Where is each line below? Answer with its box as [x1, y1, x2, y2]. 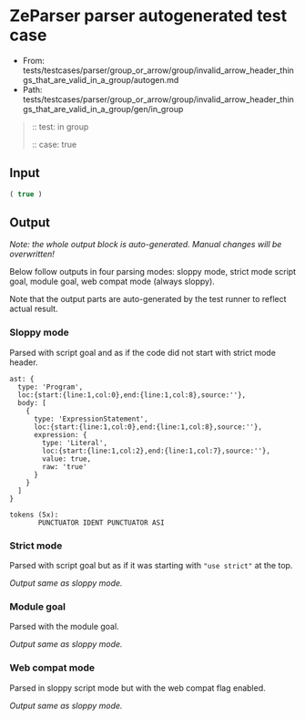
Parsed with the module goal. [9, 621, 120, 632]
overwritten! [9, 248, 55, 260]
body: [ [17, 398, 47, 407]
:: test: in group [31, 120, 89, 132]
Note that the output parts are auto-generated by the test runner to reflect [9, 294, 287, 305]
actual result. [9, 303, 58, 315]
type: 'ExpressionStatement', [33, 414, 148, 423]
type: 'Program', [17, 382, 84, 391]
